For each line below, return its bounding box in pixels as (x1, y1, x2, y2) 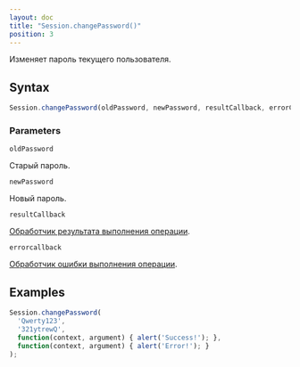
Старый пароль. (9, 160, 71, 171)
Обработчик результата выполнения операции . (9, 226, 190, 237)
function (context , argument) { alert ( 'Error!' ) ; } (17, 341, 210, 350)
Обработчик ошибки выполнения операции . (9, 259, 178, 270)
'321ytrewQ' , (17, 324, 66, 334)
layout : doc (9, 12, 54, 22)
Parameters (9, 124, 61, 136)
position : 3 (9, 29, 54, 38)
